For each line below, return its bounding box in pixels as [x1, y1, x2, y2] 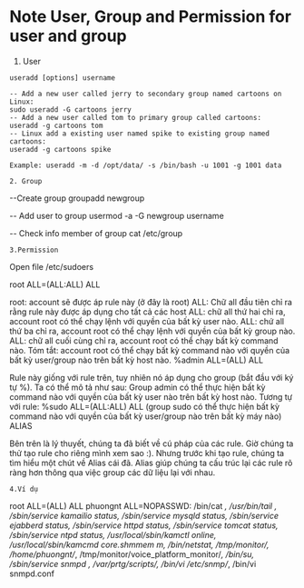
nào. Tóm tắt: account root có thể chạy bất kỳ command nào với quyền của [9, 344, 290, 355]
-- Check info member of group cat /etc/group [9, 227, 183, 238]
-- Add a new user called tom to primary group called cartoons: [9, 113, 261, 122]
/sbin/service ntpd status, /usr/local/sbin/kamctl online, [9, 529, 217, 540]
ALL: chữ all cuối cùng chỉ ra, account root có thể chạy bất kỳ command [9, 334, 279, 346]
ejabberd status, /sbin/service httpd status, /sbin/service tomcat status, [9, 520, 279, 531]
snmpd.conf [9, 568, 54, 579]
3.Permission [9, 245, 59, 254]
